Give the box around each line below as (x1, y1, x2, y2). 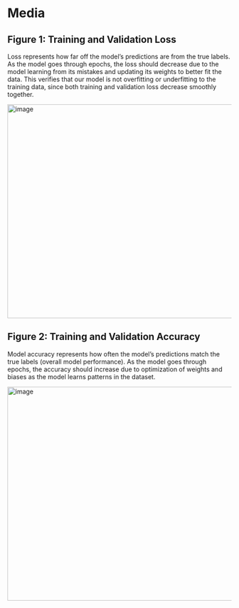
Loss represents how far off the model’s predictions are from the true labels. (7, 52, 230, 61)
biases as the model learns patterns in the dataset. (7, 372, 156, 381)
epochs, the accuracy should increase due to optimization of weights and (7, 365, 223, 373)
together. (7, 91, 34, 98)
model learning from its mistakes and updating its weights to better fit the (7, 68, 222, 76)
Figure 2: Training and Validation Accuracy (7, 331, 201, 343)
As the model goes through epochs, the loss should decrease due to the (7, 60, 219, 68)
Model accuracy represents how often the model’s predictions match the (7, 349, 221, 358)
